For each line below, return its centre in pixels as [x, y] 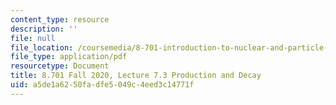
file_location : [42, 47]
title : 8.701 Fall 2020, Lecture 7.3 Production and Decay [136, 76]
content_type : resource [60, 19]
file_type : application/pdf [69, 57]
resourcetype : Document [60, 66]
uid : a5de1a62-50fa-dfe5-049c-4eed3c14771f [102, 85]
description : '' [44, 29]
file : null [33, 38]
